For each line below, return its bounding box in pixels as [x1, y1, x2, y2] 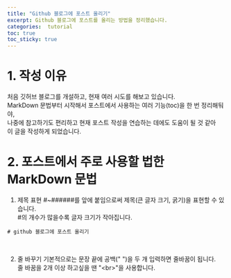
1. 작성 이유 [7, 68, 67, 84]
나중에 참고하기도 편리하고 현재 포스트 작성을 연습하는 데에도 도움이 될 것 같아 [7, 119, 216, 127]
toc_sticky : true [7, 36, 58, 43]
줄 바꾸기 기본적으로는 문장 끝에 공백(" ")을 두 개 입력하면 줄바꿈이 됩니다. [17, 255, 216, 263]
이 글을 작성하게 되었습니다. [7, 127, 82, 136]
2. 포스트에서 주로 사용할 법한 [7, 154, 164, 170]
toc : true [7, 29, 36, 37]
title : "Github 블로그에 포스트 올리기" [7, 10, 111, 17]
